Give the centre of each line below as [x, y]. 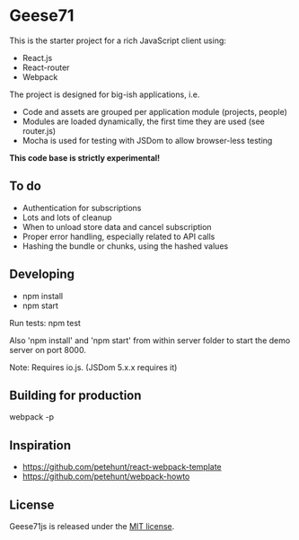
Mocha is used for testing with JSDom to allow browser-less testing [147, 140]
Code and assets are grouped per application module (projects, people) [154, 111]
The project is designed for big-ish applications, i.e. [105, 94]
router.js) [39, 130]
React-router [46, 67]
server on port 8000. [48, 350]
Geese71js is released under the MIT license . [92, 526]
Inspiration [40, 445]
